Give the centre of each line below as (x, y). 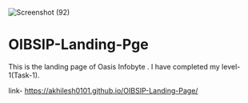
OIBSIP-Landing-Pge (79, 45)
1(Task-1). (24, 75)
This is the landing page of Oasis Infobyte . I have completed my (114, 66)
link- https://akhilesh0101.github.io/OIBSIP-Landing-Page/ (103, 90)
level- (231, 66)
